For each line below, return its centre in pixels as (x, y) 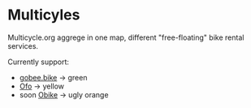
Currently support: (39, 62)
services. (23, 45)
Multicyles (44, 15)
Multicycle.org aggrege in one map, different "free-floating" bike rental (126, 37)
